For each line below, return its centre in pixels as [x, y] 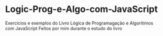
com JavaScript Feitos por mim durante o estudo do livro [64, 28]
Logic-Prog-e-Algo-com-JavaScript [81, 9]
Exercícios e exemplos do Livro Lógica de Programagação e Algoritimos [79, 23]
